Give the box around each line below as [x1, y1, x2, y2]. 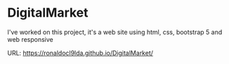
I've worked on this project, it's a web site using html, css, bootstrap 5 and [7, 28, 223, 36]
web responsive [7, 35, 54, 43]
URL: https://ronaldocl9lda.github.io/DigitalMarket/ [7, 49, 153, 57]
